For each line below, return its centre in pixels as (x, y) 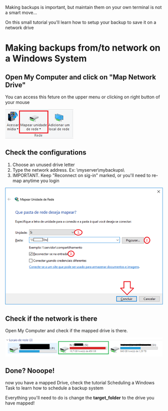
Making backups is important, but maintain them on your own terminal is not (83, 7)
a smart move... (21, 13)
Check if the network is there (51, 318)
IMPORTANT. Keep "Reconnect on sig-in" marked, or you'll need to (81, 175)
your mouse (17, 102)
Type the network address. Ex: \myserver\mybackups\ (68, 170)
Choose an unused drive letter (43, 165)
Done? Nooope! (30, 371)
